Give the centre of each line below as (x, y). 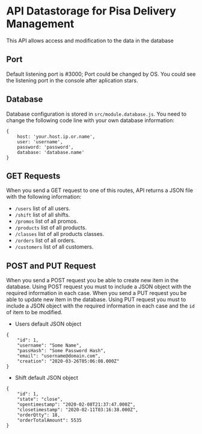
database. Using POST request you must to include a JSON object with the (99, 287)
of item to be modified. (35, 312)
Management (40, 24)
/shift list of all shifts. (42, 215)
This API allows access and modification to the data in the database (90, 40)
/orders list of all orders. (45, 240)
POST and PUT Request (51, 266)
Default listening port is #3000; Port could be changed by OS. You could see (101, 74)
